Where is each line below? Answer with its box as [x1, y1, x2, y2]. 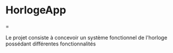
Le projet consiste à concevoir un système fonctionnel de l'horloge [5, 34, 168, 41]
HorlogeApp [5, 3, 66, 17]
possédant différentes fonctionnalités [5, 40, 97, 47]
